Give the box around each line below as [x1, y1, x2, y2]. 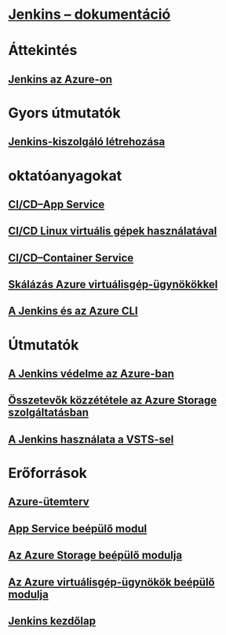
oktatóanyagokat [8, 166, 122, 184]
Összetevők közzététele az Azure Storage [8, 394, 217, 407]
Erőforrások [8, 465, 88, 482]
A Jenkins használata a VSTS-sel [8, 432, 174, 446]
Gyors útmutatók [8, 104, 121, 122]
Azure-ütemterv [8, 495, 89, 509]
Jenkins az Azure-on [8, 72, 112, 86]
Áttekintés [8, 42, 78, 60]
